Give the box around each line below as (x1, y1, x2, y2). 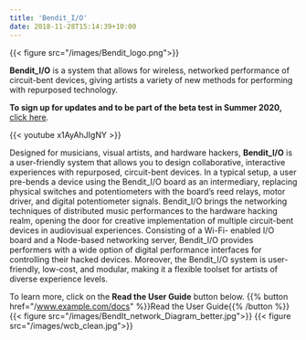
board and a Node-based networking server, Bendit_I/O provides (9, 234, 254, 245)
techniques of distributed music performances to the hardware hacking (9, 205, 279, 216)
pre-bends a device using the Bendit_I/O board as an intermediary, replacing (9, 175, 298, 187)
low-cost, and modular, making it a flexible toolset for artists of (42, 263, 279, 274)
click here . (9, 112, 49, 122)
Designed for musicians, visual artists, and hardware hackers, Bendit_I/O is (9, 147, 293, 158)
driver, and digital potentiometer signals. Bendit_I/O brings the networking (9, 196, 288, 207)
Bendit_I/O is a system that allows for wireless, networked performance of (9, 65, 290, 76)
